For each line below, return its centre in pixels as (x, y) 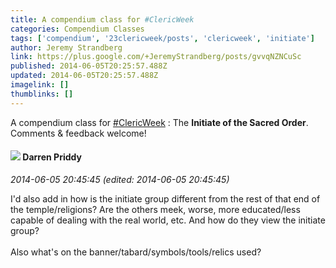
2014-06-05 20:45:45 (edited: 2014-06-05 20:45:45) (120, 179)
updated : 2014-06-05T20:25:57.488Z (84, 76)
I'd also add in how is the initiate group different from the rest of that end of (165, 198)
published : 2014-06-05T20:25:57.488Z (89, 66)
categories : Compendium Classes (77, 29)
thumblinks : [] (42, 94)
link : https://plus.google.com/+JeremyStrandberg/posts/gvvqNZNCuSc (156, 57)
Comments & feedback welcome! (78, 133)
